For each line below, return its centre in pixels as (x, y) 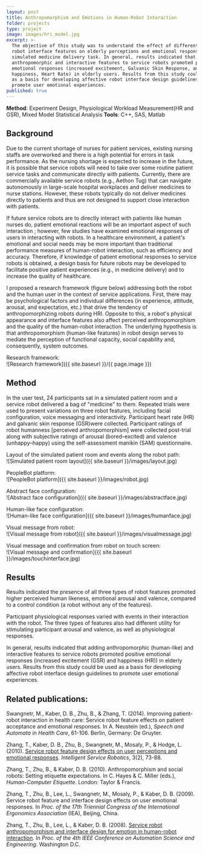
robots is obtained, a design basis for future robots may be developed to (96, 263)
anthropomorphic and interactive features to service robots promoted (102, 62)
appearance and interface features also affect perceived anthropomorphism (101, 320)
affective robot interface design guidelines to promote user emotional (93, 673)
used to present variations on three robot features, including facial (89, 411)
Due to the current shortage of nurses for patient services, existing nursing (100, 148)
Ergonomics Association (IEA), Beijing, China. (63, 813)
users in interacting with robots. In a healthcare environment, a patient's (96, 237)
